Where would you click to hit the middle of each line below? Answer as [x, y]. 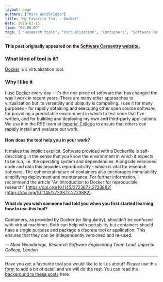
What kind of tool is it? [32, 59]
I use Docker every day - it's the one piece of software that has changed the [81, 93]
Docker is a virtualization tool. [35, 69]
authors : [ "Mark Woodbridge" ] [36, 14]
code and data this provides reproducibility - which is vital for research [76, 166]
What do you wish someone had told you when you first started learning [79, 203]
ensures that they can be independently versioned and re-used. [69, 235]
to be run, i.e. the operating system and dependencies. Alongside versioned [81, 161]
